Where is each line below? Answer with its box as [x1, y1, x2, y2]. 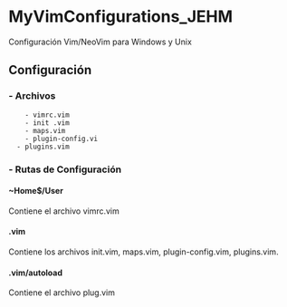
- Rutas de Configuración [8, 163, 122, 176]
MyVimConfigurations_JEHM [8, 6, 233, 27]
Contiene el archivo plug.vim [8, 287, 115, 298]
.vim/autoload [8, 267, 62, 278]
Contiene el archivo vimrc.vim [8, 206, 120, 216]
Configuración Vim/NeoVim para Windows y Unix [8, 36, 192, 47]
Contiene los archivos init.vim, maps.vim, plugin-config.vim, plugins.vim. [8, 246, 279, 257]
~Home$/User [8, 186, 64, 197]
